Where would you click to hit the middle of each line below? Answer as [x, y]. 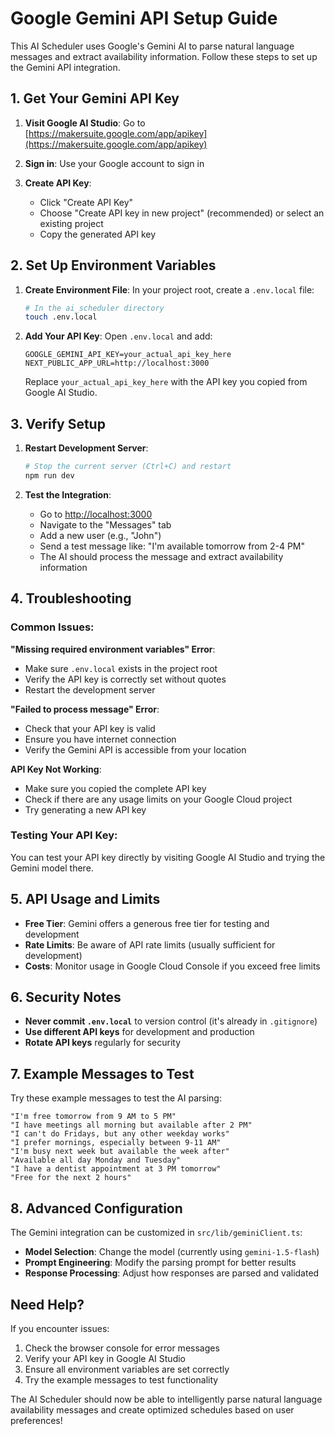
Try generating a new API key [85, 809]
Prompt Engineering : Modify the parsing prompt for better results [160, 1263]
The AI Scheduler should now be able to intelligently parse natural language [166, 1399]
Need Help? [47, 1304]
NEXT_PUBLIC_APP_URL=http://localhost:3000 [117, 363]
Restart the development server [90, 689]
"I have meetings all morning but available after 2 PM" [131, 1125]
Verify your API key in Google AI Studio [105, 1358]
